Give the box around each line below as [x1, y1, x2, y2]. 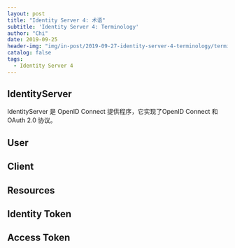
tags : [7, 56, 23, 63]
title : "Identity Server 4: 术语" [7, 17, 106, 24]
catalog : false [7, 50, 52, 57]
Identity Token [7, 208, 72, 220]
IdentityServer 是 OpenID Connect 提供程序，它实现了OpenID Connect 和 [7, 108, 218, 116]
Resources [7, 184, 55, 196]
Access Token [7, 232, 71, 244]
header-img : [7, 43, 42, 50]
